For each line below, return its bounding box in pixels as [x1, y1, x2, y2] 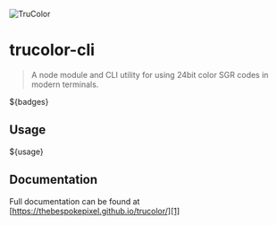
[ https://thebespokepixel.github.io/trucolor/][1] [9, 205, 180, 216]
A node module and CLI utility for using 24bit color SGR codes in [30, 69, 269, 80]
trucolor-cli [9, 40, 96, 60]
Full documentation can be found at [9, 195, 140, 206]
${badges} [9, 96, 49, 107]
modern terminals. [30, 79, 99, 90]
